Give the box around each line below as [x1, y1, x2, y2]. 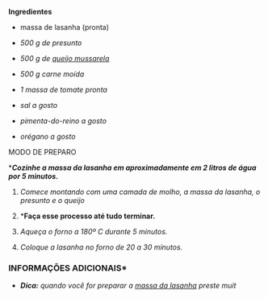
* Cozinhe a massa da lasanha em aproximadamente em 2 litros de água [8, 163, 257, 172]
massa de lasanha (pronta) [19, 23, 110, 31]
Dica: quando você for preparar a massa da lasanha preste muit [19, 281, 237, 291]
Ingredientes [8, 7, 52, 16]
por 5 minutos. [8, 172, 59, 180]
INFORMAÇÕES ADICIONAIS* [8, 262, 128, 273]
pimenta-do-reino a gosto [19, 116, 107, 126]
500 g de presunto [19, 38, 82, 48]
